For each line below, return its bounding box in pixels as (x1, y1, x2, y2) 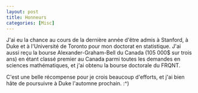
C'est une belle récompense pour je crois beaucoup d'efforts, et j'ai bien (6, 73, 185, 81)
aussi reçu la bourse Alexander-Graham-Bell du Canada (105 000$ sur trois (6, 49, 193, 56)
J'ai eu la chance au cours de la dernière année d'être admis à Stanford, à (6, 37, 188, 44)
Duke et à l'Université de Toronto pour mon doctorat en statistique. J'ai (6, 43, 181, 50)
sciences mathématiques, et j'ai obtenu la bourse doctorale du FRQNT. (6, 62, 181, 69)
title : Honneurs (6, 14, 47, 20)
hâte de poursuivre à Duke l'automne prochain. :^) (6, 80, 130, 87)
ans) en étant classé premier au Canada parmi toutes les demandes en (6, 55, 181, 63)
